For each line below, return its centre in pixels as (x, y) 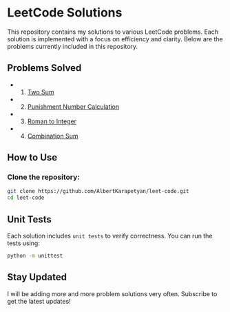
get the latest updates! (39, 301)
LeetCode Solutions (65, 13)
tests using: (23, 243)
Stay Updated (37, 277)
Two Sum (41, 92)
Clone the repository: (44, 177)
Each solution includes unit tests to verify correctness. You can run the (110, 236)
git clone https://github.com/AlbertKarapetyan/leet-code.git (98, 191)
